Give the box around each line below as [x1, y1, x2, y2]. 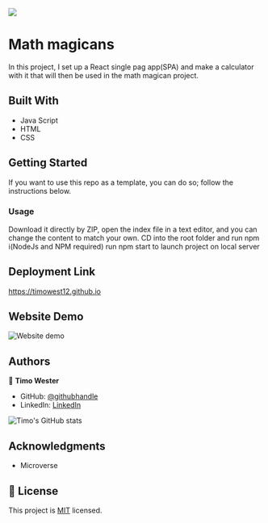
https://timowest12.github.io [8, 287, 102, 296]
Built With [8, 94, 59, 108]
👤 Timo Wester [8, 376, 59, 386]
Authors [8, 354, 51, 368]
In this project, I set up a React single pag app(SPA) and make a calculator [8, 61, 254, 72]
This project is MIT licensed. [8, 505, 103, 515]
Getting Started [8, 156, 88, 169]
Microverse [19, 461, 58, 471]
